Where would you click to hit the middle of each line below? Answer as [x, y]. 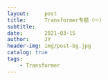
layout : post [32, 14]
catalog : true [28, 53]
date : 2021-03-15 [42, 33]
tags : [15, 59]
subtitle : [21, 26]
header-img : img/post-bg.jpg [49, 46]
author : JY [29, 40]
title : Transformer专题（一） [56, 20]
